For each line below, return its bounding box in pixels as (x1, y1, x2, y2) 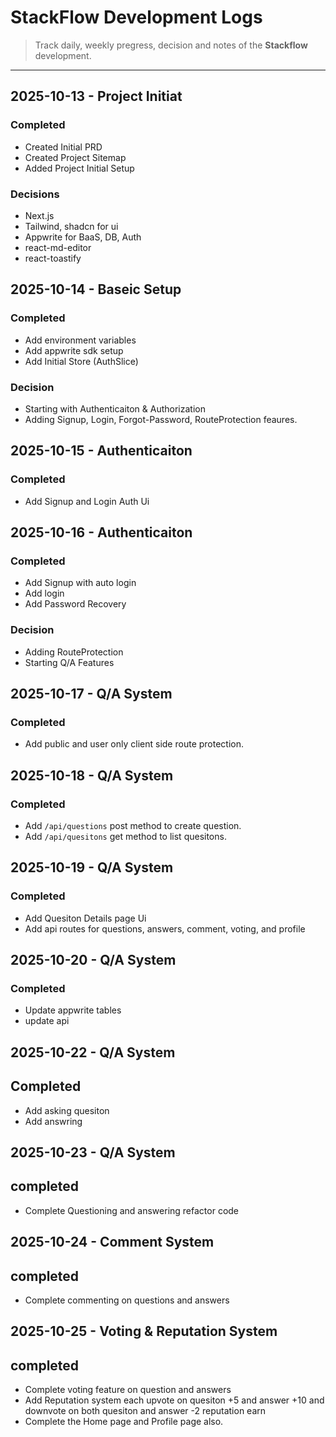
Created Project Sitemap (24, 151, 127, 163)
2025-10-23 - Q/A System (10, 1144, 176, 1161)
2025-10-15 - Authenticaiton (10, 442, 193, 460)
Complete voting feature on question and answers (24, 1384, 232, 1396)
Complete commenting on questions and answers (24, 1294, 230, 1306)
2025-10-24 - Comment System (10, 1234, 215, 1251)
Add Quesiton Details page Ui (24, 912, 147, 924)
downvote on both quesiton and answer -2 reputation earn (24, 1405, 267, 1417)
